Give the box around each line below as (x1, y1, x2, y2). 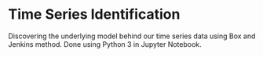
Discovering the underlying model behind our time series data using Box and (8, 31, 256, 41)
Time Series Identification (8, 5, 181, 23)
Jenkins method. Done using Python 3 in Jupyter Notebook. (8, 39, 202, 48)
